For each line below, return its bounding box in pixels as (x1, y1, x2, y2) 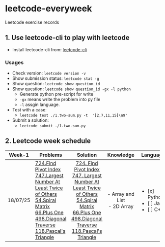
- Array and (107, 190, 135, 197)
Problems (39, 151, 62, 158)
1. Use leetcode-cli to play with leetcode (5, 34, 130, 42)
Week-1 (9, 151, 29, 158)
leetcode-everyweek (5, 3, 92, 14)
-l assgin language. (19, 102, 60, 107)
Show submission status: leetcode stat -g (12, 75, 99, 81)
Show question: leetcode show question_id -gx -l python (12, 86, 131, 92)
